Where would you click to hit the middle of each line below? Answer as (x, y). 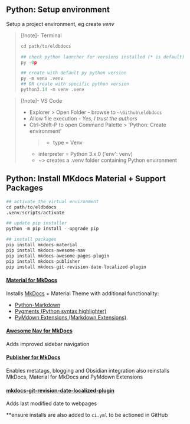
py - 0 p (29, 62)
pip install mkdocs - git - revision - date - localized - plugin (76, 267)
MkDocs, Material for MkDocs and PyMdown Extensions (75, 377)
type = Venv (68, 142)
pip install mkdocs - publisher (43, 261)
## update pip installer (37, 223)
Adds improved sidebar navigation (48, 344)
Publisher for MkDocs (33, 357)
